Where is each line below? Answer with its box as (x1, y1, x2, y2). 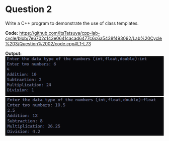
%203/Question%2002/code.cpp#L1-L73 (5, 40, 92, 46)
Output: (5, 50, 22, 56)
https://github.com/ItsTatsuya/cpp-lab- (19, 30, 100, 36)
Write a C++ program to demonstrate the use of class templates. (5, 20, 139, 26)
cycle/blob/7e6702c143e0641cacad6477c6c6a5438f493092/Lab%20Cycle (5, 35, 162, 41)
